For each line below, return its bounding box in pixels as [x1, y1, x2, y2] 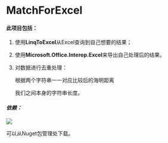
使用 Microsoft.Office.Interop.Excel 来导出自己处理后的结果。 [14, 51, 166, 58]
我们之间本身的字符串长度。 [14, 89, 83, 97]
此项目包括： [6, 24, 38, 32]
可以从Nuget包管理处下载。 [6, 129, 74, 137]
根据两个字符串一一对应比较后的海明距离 [14, 77, 114, 84]
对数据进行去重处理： [14, 64, 67, 71]
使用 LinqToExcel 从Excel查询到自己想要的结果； [14, 39, 132, 46]
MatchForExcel [6, 4, 83, 17]
